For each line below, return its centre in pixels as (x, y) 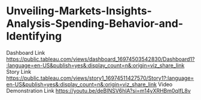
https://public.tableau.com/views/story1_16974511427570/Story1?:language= (100, 78)
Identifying (34, 36)
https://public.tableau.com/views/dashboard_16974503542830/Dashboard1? (100, 59)
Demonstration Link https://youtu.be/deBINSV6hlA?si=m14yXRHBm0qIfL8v (99, 90)
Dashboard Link (26, 52)
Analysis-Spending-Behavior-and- (95, 24)
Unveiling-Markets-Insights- (79, 11)
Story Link (19, 71)
